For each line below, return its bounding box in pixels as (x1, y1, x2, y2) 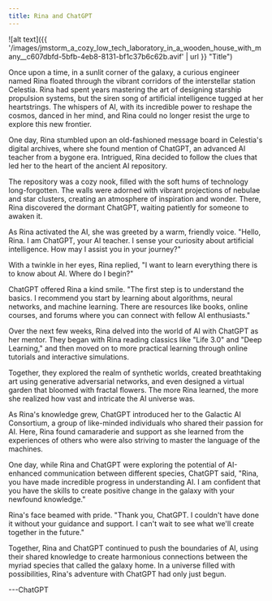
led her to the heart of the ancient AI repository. (8, 160, 168, 171)
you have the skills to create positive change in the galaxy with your (8, 486, 235, 495)
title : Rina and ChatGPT (8, 11, 93, 20)
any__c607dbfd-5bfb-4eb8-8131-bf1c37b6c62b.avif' (8, 51, 184, 61)
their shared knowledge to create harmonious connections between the (8, 551, 248, 561)
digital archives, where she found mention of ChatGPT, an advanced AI (8, 143, 246, 153)
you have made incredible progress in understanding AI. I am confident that (8, 477, 261, 486)
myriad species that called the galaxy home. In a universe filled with (8, 560, 235, 570)
